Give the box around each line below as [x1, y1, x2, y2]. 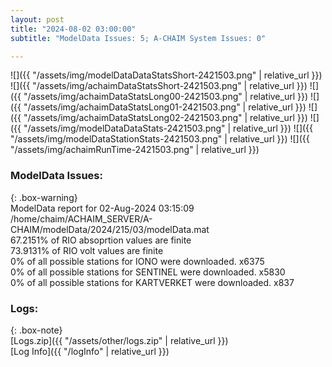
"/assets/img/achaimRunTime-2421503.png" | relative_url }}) [10, 144, 260, 156]
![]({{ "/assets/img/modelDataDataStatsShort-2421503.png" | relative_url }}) [10, 69, 323, 81]
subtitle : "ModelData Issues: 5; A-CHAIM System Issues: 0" [10, 33, 267, 43]
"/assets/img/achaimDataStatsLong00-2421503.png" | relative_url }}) [23, 91, 309, 103]
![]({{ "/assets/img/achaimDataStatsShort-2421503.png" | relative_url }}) [10, 80, 308, 92]
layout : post [10, 14, 65, 25]
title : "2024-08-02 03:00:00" [10, 24, 137, 34]
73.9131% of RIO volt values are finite [10, 244, 164, 256]
